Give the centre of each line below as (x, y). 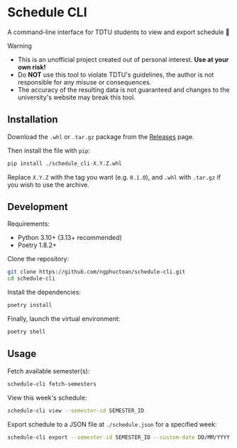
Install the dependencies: (44, 293)
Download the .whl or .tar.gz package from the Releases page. (101, 136)
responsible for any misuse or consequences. (84, 82)
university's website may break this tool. (77, 97)
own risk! (32, 67)
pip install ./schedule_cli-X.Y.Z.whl (65, 163)
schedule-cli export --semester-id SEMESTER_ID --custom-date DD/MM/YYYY (119, 437)
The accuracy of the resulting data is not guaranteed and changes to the (123, 89)
